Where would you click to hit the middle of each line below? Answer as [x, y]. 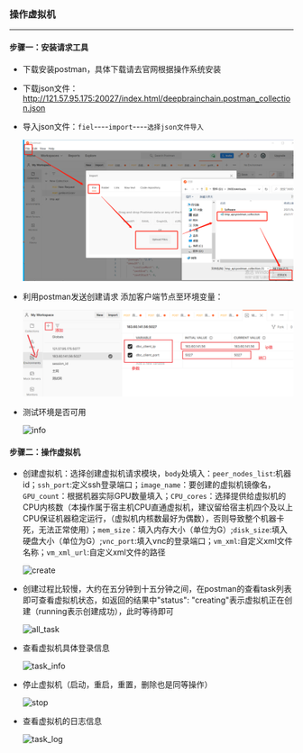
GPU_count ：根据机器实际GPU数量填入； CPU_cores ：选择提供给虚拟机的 [154, 496]
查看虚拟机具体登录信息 [66, 648]
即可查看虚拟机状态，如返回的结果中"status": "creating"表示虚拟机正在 [153, 600]
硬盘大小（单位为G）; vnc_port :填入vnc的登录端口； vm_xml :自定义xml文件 [157, 541]
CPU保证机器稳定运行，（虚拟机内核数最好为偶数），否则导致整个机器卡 [153, 519]
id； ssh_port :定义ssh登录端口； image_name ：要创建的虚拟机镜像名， [149, 485]
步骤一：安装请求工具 [49, 47]
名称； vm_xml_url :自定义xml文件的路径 [94, 552]
